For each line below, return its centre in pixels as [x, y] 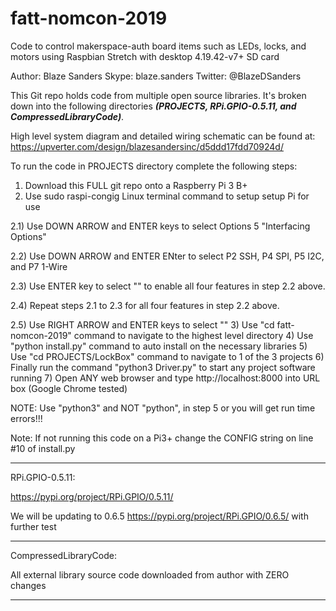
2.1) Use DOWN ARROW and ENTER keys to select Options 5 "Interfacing [160, 226]
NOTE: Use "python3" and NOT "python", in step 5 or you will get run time [163, 408]
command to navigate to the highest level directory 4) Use [193, 335]
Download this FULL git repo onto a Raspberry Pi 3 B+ [136, 185]
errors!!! [26, 418]
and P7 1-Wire [39, 266]
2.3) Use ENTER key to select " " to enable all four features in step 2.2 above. [168, 286]
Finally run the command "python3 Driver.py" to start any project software [163, 367]
